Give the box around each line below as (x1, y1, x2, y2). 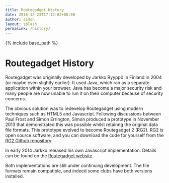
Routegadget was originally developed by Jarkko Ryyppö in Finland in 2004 (5, 74, 162, 81)
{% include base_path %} (5, 40, 58, 46)
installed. (5, 173, 24, 179)
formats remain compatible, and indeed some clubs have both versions (5, 168, 152, 174)
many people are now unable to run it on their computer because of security (5, 90, 163, 96)
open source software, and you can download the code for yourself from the (5, 132, 164, 139)
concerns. (5, 96, 27, 102)
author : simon (5, 17, 35, 22)
